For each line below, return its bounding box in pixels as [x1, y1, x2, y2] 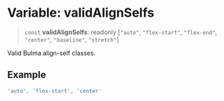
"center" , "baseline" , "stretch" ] [24, 35, 119, 43]
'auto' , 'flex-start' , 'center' [7, 87, 102, 95]
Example [7, 69, 46, 81]
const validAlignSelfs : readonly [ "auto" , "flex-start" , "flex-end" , [24, 28, 218, 36]
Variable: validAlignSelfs [7, 5, 154, 21]
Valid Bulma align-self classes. [7, 49, 96, 57]
